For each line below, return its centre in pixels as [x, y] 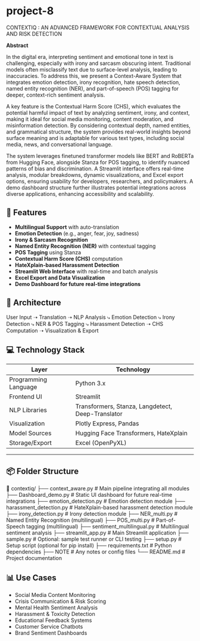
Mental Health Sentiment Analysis [56, 608]
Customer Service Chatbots [49, 626]
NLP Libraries [28, 410]
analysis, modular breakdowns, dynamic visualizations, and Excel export [95, 175]
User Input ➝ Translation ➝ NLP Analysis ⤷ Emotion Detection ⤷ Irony [91, 317]
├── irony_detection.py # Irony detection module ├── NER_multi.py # [92, 514]
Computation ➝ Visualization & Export [53, 330]
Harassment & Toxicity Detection [55, 614]
